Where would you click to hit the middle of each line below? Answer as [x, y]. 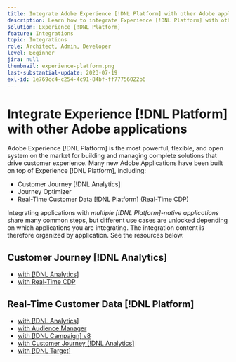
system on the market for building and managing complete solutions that [112, 156]
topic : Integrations [38, 40]
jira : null [23, 60]
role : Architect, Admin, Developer [59, 46]
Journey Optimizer [44, 192]
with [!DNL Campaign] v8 [54, 335]
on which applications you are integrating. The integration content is [106, 228]
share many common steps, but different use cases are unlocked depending [118, 220]
